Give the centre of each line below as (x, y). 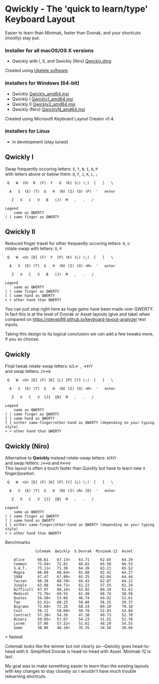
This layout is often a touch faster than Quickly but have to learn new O (75, 468)
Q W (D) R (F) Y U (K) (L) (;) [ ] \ (60, 183)
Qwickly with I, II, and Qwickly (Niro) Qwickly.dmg (62, 61)
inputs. (12, 325)
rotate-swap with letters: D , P (33, 248)
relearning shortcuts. (26, 676)
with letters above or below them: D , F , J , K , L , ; (51, 174)
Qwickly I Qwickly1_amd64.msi (43, 99)
